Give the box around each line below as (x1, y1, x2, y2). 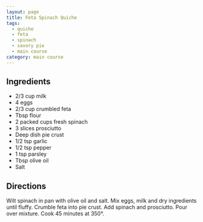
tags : (6, 20, 20, 26)
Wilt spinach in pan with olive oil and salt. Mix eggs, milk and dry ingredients (6, 197, 197, 204)
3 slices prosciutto (15, 125, 62, 132)
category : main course (6, 54, 64, 60)
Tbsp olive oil (15, 157, 49, 164)
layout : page (6, 8, 39, 15)
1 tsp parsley (15, 150, 47, 158)
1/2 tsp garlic (15, 138, 48, 145)
